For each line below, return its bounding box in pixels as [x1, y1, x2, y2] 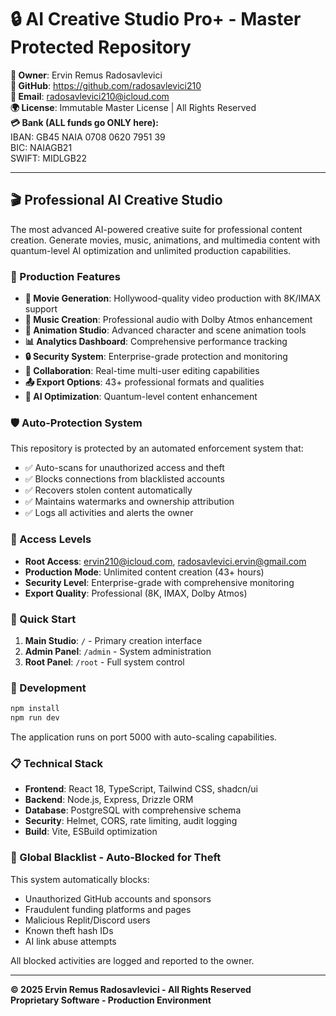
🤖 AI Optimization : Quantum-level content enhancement [24, 391, 258, 403]
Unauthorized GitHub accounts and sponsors [24, 892, 212, 905]
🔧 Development [10, 681, 87, 695]
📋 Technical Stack [10, 756, 103, 770]
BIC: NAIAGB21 [10, 141, 73, 153]
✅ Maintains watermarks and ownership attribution [24, 496, 235, 508]
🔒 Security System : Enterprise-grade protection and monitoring [24, 351, 288, 363]
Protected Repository [10, 36, 192, 59]
